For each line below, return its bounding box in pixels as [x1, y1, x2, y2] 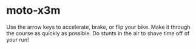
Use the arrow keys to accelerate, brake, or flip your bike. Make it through [6, 23, 191, 30]
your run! [6, 36, 29, 43]
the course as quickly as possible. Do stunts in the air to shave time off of [6, 29, 190, 36]
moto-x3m [6, 4, 61, 17]
